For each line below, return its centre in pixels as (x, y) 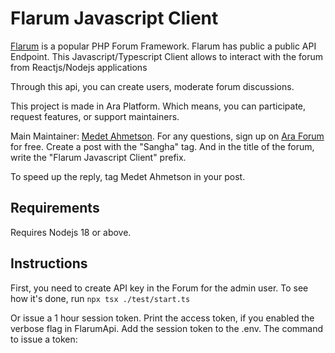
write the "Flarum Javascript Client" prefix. (98, 157)
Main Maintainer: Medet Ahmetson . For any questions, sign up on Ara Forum (167, 136)
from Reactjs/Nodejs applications (79, 67)
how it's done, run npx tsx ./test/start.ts (100, 298)
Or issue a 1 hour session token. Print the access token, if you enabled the (162, 318)
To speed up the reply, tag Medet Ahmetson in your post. (128, 176)
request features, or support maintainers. (95, 116)
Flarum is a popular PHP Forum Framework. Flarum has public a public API (163, 46)
